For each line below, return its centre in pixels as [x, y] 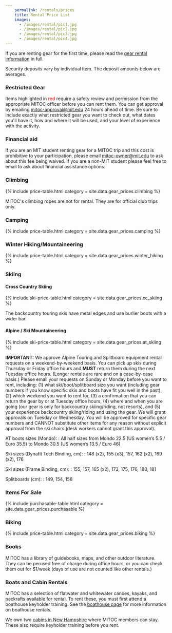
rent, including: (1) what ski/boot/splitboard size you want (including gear [83, 385]
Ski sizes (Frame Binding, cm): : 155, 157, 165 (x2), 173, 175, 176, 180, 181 [81, 469]
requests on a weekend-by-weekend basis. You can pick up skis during [81, 363]
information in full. [24, 59]
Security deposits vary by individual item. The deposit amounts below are [83, 69]
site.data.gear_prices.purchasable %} [45, 509]
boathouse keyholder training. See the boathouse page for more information [86, 604]
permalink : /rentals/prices [44, 10]
